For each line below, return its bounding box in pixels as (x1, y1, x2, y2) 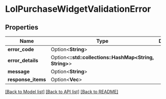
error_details (7, 57, 39, 64)
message (7, 68, 30, 75)
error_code (7, 46, 35, 53)
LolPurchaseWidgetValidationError (5, 3, 151, 15)
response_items (7, 76, 46, 83)
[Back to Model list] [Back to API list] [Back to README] (5, 89, 119, 95)
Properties (5, 23, 39, 32)
